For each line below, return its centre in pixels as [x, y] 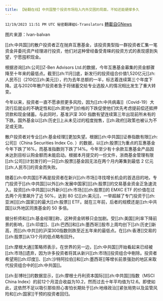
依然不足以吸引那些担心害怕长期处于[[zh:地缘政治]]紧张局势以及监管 [86, 287]
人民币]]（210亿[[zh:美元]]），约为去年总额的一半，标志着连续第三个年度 [77, 79]
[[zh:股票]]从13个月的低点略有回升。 [41, 236]
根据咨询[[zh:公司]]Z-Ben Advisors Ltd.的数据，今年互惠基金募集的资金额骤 [80, 67]
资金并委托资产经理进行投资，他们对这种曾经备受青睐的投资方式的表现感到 [79, 51]
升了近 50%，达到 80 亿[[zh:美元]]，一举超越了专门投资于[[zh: [93, 196]
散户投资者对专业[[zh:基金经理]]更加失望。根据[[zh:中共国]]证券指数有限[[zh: [81, 136]
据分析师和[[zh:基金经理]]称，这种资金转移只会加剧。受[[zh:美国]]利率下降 [79, 218]
